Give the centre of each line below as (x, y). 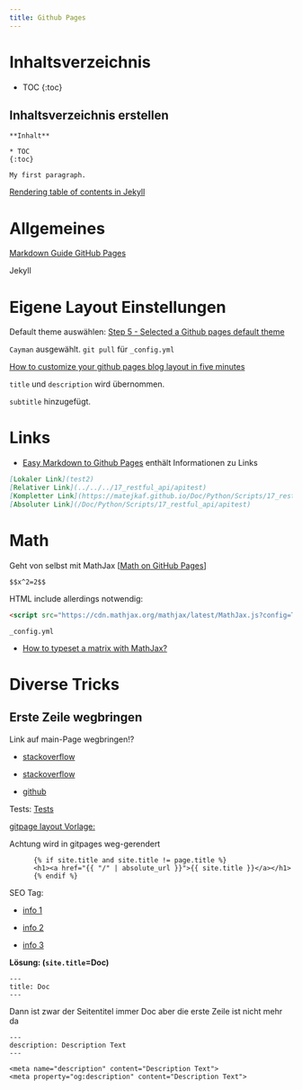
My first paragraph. (48, 175)
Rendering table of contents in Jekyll (77, 192)
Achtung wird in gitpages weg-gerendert (85, 844)
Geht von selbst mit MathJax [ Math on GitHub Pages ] (108, 565)
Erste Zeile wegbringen (76, 717)
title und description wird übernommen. (87, 384)
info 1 (32, 910)
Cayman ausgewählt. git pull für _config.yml (92, 349)
